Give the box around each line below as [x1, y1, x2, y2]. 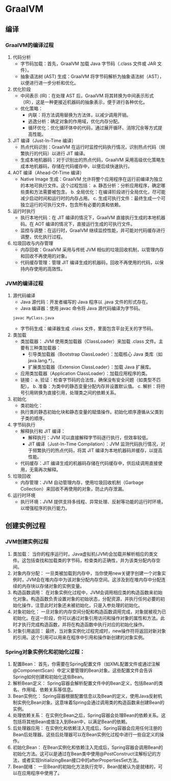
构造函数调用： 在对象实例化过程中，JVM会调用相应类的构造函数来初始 [12, 589, 163, 595]
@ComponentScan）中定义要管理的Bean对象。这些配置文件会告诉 [12, 668, 153, 674]
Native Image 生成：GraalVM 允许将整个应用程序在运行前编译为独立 [20, 175, 163, 182]
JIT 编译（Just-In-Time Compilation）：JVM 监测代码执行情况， [28, 441, 161, 447]
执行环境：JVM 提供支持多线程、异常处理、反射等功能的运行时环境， [20, 499, 166, 505]
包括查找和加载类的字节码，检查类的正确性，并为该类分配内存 [26, 557, 156, 563]
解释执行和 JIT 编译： [20, 428, 66, 434]
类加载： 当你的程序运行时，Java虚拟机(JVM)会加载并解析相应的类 [12, 551, 154, 557]
